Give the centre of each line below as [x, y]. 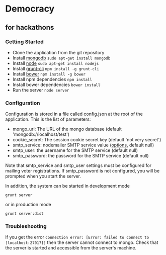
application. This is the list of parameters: [48, 119]
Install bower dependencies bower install [56, 84]
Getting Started [24, 42]
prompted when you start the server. [43, 176]
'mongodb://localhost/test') [41, 134]
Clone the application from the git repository [58, 52]
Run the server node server [41, 90]
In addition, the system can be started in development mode [67, 186]
